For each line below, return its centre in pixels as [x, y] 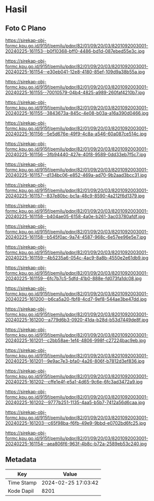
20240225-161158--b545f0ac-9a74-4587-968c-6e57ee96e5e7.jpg [76, 237]
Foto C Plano [26, 28]
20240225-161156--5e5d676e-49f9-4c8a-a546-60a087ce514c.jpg [76, 134]
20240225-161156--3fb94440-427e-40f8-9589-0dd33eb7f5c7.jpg [76, 154]
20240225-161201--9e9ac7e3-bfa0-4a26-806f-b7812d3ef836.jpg [75, 361]
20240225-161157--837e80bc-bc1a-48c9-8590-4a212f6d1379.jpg [75, 196]
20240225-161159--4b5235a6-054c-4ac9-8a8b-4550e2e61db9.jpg [77, 258]
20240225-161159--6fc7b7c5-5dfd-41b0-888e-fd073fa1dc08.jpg [74, 278]
